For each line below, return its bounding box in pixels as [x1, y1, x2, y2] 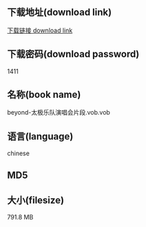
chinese [7, 149, 30, 157]
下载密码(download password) [7, 48, 140, 60]
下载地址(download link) [7, 6, 112, 19]
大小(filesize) [7, 195, 64, 206]
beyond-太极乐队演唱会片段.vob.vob [7, 108, 110, 117]
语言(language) [7, 130, 74, 142]
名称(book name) [7, 89, 81, 101]
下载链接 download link [7, 26, 73, 34]
